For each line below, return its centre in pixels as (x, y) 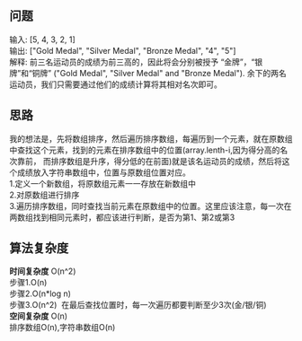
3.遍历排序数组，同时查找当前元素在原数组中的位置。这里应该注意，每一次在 (151, 205)
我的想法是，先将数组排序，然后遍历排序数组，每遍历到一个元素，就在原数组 (151, 138)
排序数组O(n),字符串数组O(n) (62, 328)
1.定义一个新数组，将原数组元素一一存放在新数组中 (102, 183)
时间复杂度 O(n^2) (43, 271)
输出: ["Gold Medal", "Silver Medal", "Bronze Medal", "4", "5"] (123, 50)
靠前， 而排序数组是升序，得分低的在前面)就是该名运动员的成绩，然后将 (150, 161)
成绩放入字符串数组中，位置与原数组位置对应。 (103, 172)
